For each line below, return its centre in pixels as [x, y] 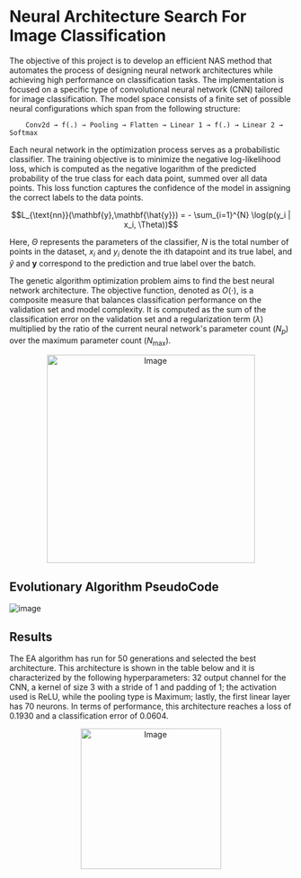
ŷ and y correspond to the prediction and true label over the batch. [133, 263]
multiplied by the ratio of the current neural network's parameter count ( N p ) [149, 329]
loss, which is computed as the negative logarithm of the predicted [133, 168]
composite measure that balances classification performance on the [136, 300]
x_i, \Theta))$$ [151, 224]
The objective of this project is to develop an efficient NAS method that [141, 60]
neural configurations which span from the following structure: [125, 108]
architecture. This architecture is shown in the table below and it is [132, 667]
